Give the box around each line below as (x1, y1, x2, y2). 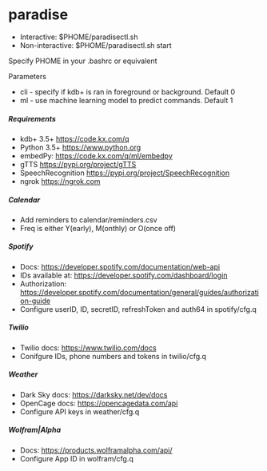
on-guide (19, 296, 50, 305)
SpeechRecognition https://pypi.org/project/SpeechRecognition (19, 168, 230, 178)
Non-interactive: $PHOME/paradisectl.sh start (19, 40, 172, 50)
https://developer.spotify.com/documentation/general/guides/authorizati (19, 287, 260, 297)
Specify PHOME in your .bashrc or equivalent (8, 56, 157, 66)
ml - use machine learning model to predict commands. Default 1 (19, 95, 233, 105)
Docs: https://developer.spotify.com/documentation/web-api (19, 261, 221, 271)
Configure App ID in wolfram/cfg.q (19, 453, 133, 463)
